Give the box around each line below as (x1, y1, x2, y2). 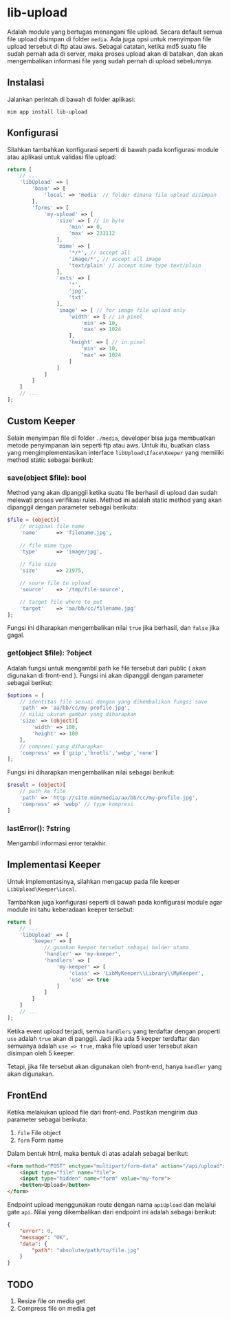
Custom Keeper (7, 415, 76, 428)
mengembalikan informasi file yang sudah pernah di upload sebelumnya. (7, 56, 213, 65)
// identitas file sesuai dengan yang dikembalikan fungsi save (19, 698, 208, 705)
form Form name (16, 1136, 64, 1144)
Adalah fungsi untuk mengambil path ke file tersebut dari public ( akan (7, 664, 206, 672)
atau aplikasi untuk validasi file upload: (7, 153, 117, 161)
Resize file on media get (16, 1296, 86, 1305)
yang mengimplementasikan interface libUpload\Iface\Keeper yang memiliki (7, 448, 224, 456)
